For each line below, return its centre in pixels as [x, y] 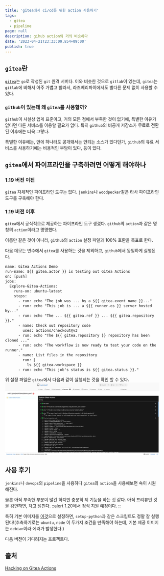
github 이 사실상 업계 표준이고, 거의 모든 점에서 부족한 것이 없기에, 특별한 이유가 [81, 119]
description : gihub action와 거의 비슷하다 [47, 36]
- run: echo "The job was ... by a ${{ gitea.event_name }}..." [85, 301]
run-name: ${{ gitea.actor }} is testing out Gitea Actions [68, 271]
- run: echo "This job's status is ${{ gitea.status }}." [78, 370]
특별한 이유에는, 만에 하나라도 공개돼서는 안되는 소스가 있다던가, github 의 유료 [80, 142]
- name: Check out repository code [54, 325]
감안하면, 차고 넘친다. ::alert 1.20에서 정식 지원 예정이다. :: [65, 506]
